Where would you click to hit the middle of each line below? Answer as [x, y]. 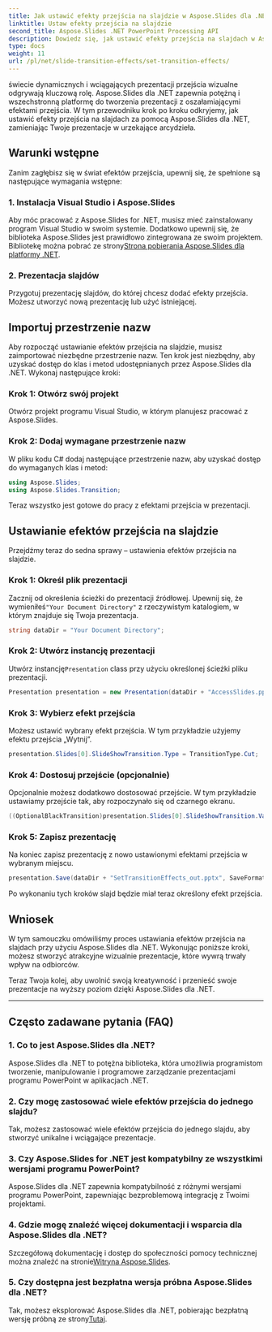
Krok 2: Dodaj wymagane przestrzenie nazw [97, 441]
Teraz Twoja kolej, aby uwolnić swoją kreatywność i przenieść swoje [123, 980]
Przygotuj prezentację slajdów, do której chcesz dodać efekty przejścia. [128, 293]
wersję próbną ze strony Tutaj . [58, 1319]
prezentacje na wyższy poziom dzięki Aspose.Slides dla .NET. [112, 988]
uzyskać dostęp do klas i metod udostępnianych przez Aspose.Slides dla [130, 364]
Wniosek [31, 919]
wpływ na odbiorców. [44, 964]
